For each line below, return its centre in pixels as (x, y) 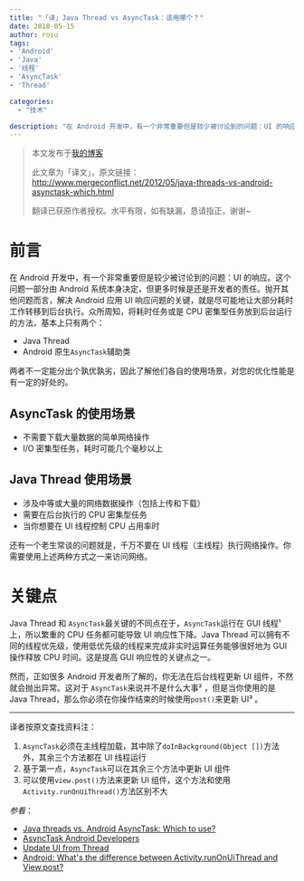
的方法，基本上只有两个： (57, 323)
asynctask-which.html (73, 192)
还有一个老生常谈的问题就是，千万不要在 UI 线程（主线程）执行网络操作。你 (151, 545)
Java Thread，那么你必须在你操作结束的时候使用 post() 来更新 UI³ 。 (136, 699)
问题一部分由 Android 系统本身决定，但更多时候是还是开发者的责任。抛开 (145, 289)
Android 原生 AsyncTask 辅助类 (76, 352)
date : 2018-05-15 (42, 26)
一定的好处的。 (45, 382)
